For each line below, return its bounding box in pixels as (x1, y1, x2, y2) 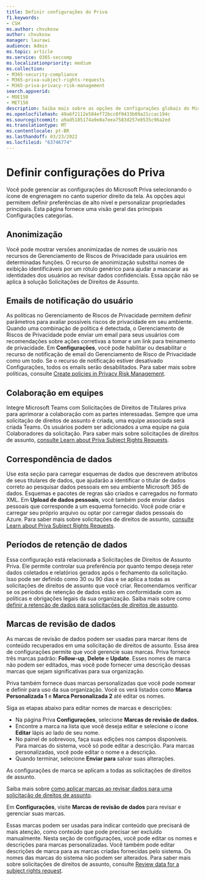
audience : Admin (6, 43, 48, 49)
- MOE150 (6, 94, 29, 100)
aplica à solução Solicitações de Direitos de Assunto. (6, 278, 140, 285)
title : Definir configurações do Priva (6, 9, 108, 15)
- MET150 (6, 99, 29, 106)
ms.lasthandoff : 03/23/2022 (6, 134, 78, 140)
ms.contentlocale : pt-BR (6, 128, 70, 134)
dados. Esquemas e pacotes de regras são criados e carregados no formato (6, 489, 198, 497)
